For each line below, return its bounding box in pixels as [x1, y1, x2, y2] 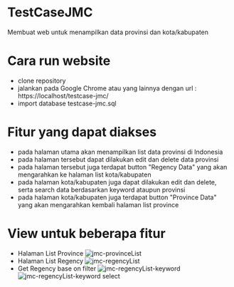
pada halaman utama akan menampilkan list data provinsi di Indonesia [17, 147, 223, 156]
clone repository [17, 76, 66, 85]
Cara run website [7, 53, 111, 69]
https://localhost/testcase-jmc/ [17, 91, 109, 100]
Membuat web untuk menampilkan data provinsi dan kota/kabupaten [7, 28, 208, 36]
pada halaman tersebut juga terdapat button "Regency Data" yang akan [17, 162, 228, 171]
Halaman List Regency [17, 256, 84, 265]
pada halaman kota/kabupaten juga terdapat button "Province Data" [17, 193, 217, 202]
